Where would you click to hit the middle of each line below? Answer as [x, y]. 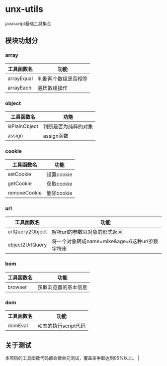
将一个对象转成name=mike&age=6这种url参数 [105, 241]
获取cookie [59, 184]
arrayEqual [20, 78]
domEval [18, 326]
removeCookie [25, 193]
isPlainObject [23, 126]
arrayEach [20, 88]
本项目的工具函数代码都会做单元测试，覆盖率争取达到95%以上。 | [72, 358]
